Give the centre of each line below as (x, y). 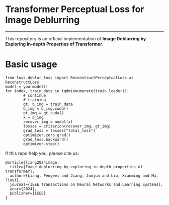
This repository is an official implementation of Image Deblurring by (76, 38)
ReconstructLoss (22, 82)
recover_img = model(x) (48, 122)
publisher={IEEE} (28, 193)
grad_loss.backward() (46, 140)
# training (35, 100)
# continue (35, 95)
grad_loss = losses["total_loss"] (59, 130)
